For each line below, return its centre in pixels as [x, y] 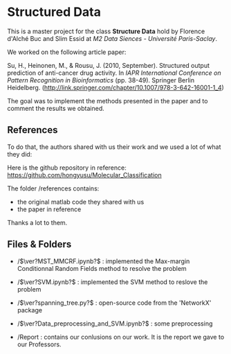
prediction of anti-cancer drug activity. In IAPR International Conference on [114, 73]
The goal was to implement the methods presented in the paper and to [108, 100]
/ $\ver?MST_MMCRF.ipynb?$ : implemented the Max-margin [103, 261]
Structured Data [54, 12]
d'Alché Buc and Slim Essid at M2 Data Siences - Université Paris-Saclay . [112, 38]
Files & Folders [39, 244]
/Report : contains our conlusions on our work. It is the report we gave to [121, 337]
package [30, 310]
